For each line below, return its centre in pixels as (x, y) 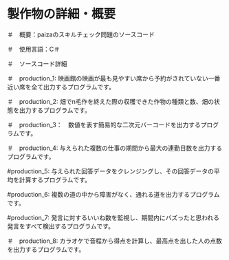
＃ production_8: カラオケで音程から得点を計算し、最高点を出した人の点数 (115, 241)
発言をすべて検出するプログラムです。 (61, 226)
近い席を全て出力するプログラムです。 (61, 87)
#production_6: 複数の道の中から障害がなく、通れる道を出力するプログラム (113, 194)
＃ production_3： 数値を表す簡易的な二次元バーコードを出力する (104, 124)
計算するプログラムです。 (55, 180)
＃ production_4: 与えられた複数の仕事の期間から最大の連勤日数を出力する (115, 148)
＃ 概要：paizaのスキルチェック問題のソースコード (81, 34)
